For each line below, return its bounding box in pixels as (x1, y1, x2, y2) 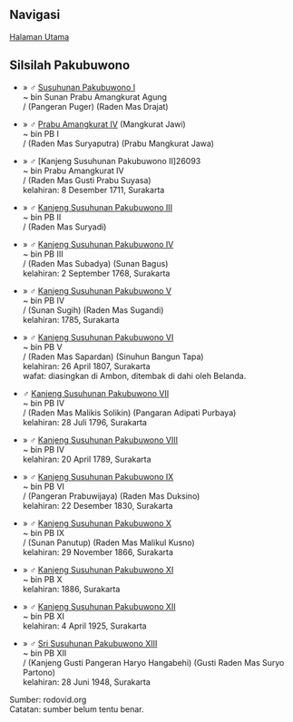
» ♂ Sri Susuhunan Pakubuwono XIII (22, 638, 158, 649)
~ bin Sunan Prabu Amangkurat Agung (22, 91, 168, 102)
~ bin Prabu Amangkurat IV (22, 165, 124, 176)
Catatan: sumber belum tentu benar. (9, 703, 144, 715)
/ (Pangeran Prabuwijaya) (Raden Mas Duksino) (22, 490, 200, 502)
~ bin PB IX (22, 527, 65, 538)
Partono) (22, 667, 56, 678)
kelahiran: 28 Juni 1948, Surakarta (22, 676, 151, 688)
